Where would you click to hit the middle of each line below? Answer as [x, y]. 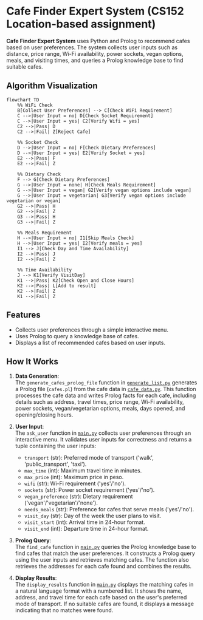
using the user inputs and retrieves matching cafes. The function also [102, 560]
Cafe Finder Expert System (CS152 [95, 11]
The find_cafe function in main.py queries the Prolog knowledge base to [105, 547]
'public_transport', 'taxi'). [55, 464]
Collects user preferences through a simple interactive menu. [92, 330]
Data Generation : [37, 376]
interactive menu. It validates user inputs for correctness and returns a [103, 440]
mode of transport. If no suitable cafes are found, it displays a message [105, 604]
